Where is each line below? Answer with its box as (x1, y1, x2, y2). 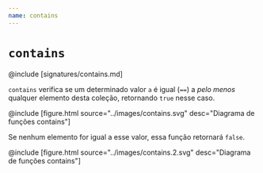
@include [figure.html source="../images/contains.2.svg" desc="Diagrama (8, 148, 251, 157)
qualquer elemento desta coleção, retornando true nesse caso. (8, 93, 215, 102)
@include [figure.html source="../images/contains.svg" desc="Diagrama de (8, 108, 255, 117)
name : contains (8, 11, 59, 20)
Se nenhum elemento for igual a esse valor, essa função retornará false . (8, 132, 246, 141)
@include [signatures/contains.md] (8, 69, 123, 79)
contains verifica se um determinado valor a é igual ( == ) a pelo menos (8, 84, 236, 94)
